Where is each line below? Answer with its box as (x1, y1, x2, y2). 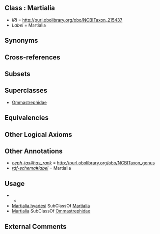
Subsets (4, 70, 30, 78)
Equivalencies (4, 114, 49, 122)
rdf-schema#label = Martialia (11, 165, 71, 171)
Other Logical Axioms (4, 130, 72, 139)
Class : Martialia (4, 4, 55, 12)
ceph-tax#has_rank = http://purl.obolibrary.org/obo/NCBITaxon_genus (11, 160, 155, 166)
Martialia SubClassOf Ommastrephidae (11, 208, 91, 214)
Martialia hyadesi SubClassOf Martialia (11, 203, 90, 209)
